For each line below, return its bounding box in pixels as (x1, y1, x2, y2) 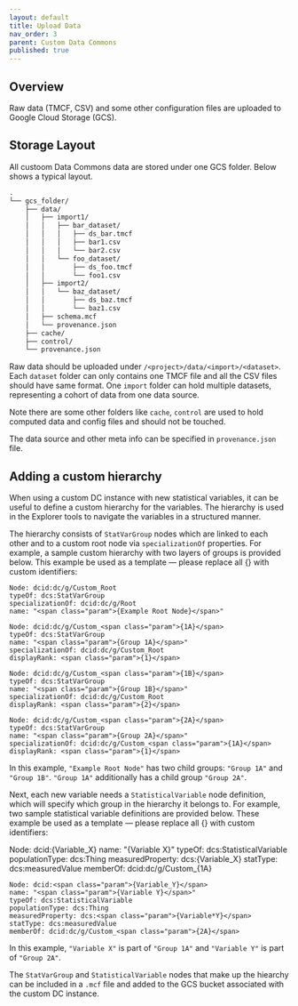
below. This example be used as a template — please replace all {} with (9, 557, 270, 567)
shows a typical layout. (9, 171, 93, 181)
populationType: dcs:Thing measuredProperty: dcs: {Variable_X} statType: (9, 854, 278, 865)
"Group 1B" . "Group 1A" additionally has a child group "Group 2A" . (9, 772, 247, 783)
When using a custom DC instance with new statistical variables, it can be (9, 493, 279, 503)
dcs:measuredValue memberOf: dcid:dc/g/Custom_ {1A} (9, 864, 213, 874)
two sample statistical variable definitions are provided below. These (9, 809, 260, 819)
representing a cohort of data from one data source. (9, 390, 200, 400)
